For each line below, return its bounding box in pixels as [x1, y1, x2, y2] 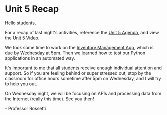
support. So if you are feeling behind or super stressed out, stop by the [5, 70, 151, 76]
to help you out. [5, 81, 37, 87]
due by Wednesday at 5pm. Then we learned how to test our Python [5, 50, 146, 56]
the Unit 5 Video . [5, 35, 40, 41]
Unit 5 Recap [5, 3, 59, 15]
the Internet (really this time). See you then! [5, 96, 94, 102]
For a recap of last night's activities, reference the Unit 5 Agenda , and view [5, 29, 159, 35]
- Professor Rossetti [5, 105, 46, 111]
